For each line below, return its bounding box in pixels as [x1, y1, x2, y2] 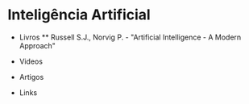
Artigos [19, 72, 44, 81]
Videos [19, 56, 44, 66]
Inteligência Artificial [7, 6, 151, 24]
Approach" [19, 40, 56, 50]
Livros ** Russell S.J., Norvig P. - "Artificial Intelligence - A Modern [19, 32, 242, 42]
